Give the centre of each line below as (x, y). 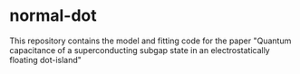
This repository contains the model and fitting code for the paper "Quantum (150, 41)
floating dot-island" (45, 60)
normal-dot (53, 16)
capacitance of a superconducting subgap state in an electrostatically (140, 50)
